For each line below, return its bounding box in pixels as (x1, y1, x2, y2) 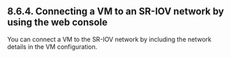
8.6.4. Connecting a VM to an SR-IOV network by (7, 6, 225, 17)
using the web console (7, 17, 108, 29)
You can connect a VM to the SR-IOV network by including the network (7, 35, 211, 43)
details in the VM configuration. (7, 42, 98, 51)
